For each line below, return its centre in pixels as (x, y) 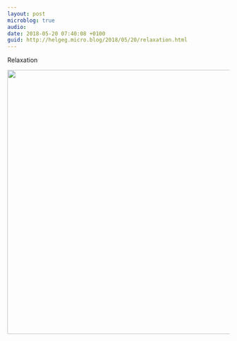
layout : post (26, 14)
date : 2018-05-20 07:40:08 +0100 (56, 33)
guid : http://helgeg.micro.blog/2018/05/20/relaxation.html (98, 40)
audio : (17, 27)
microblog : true (31, 20)
